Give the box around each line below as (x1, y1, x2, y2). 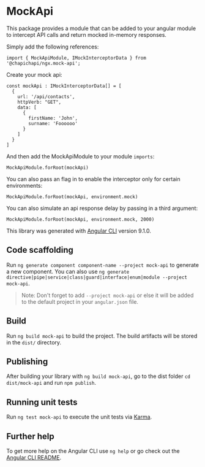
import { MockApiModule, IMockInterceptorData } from (6, 55, 147, 61)
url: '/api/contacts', (17, 93, 75, 99)
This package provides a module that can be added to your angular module (6, 25, 196, 32)
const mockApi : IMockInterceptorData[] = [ (6, 83, 122, 89)
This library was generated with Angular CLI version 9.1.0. (6, 227, 152, 234)
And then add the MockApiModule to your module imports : (6, 152, 155, 160)
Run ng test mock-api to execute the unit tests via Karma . (6, 413, 152, 421)
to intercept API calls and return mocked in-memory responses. (6, 31, 167, 38)
